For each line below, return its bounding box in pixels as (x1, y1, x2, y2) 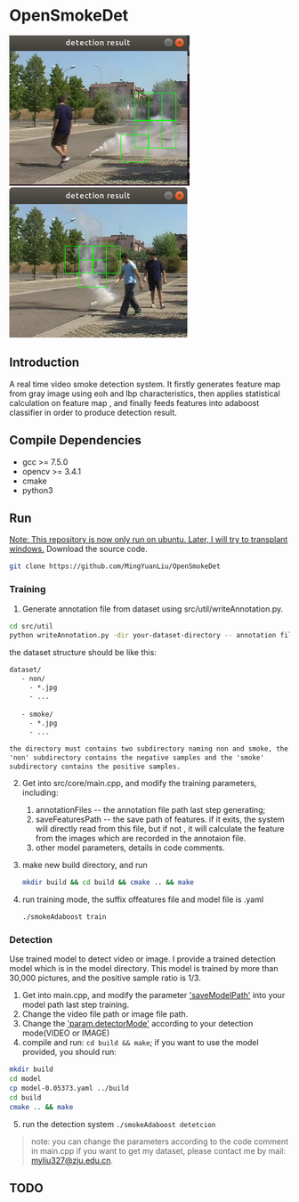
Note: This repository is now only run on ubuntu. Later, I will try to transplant (9, 534, 288, 545)
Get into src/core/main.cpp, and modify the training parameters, (21, 778, 257, 789)
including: (21, 787, 59, 798)
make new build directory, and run (21, 860, 149, 871)
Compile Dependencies (9, 433, 142, 448)
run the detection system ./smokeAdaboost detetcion (21, 1118, 216, 1129)
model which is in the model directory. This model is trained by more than (9, 963, 279, 974)
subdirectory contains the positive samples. (9, 762, 181, 771)
